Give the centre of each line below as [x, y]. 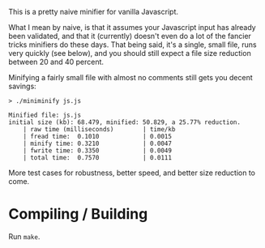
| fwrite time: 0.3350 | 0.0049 [98, 151]
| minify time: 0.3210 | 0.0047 [98, 143]
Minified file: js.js [45, 115]
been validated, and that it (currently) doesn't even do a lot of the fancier [130, 36]
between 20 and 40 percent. [56, 62]
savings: [22, 86]
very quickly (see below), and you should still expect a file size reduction [130, 53]
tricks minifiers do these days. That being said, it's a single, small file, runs [132, 45]
